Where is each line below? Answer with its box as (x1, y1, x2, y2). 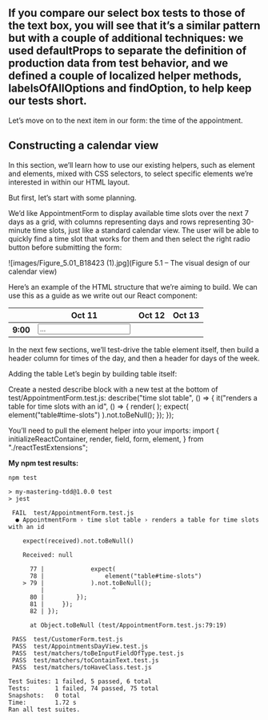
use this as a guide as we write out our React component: (8, 291, 198, 300)
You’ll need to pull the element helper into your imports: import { (8, 425, 220, 435)
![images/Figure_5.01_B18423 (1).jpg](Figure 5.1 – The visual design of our (8, 258, 250, 267)
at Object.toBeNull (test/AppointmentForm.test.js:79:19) (29, 621, 227, 629)
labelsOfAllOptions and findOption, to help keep (8, 82, 252, 96)
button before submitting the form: (8, 242, 122, 252)
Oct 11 (70, 309, 98, 320)
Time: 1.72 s (8, 698, 78, 706)
